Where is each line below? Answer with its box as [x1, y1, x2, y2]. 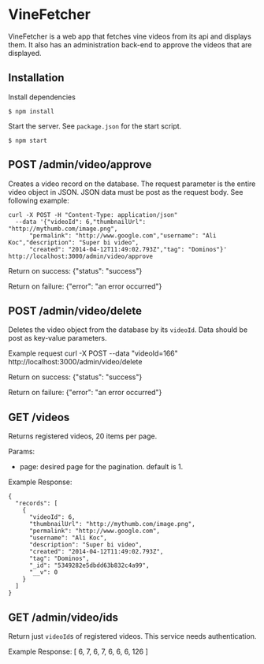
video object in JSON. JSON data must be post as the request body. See [8, 187, 244, 196]
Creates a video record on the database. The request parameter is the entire [8, 179, 256, 188]
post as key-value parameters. [8, 334, 107, 343]
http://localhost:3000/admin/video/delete [8, 357, 143, 367]
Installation [8, 71, 65, 84]
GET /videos [8, 410, 70, 423]
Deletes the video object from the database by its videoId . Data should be [8, 325, 248, 334]
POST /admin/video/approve [8, 158, 152, 171]
